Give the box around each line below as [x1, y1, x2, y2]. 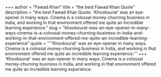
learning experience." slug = [5, 25, 62, 31]
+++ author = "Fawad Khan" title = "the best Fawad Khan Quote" [5, 4, 135, 10]
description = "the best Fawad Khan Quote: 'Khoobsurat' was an [5, 9, 135, 15]
